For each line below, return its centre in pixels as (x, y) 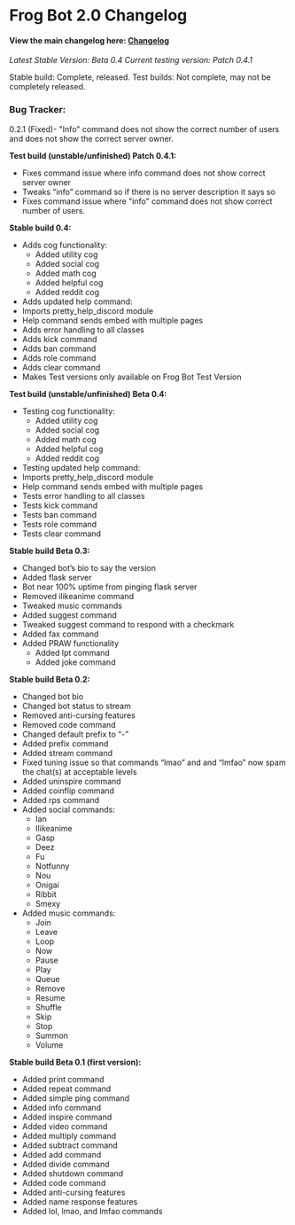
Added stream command (67, 753)
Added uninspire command (71, 781)
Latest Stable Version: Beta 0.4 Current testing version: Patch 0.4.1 (131, 60)
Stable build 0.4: (40, 228)
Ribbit (46, 894)
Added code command (64, 1182)
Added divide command (66, 1164)
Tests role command (59, 524)
